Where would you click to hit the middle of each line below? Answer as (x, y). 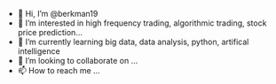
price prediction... (50, 32)
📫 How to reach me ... (59, 70)
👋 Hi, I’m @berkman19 (58, 14)
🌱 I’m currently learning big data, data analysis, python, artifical (133, 42)
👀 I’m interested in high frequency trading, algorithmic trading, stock (142, 23)
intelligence (39, 51)
